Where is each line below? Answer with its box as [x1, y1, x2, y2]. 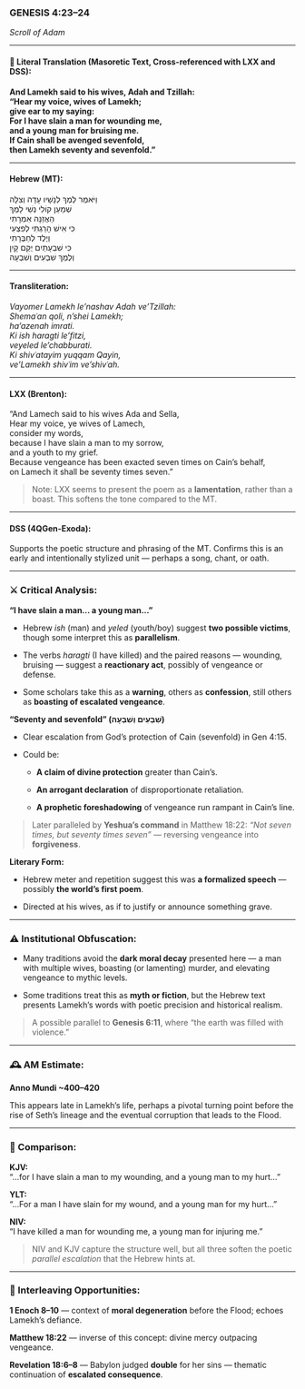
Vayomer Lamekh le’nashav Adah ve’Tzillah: [9, 301, 177, 312]
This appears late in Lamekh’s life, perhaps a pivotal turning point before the [9, 1100, 294, 1111]
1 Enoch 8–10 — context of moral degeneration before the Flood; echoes [9, 1305, 284, 1315]
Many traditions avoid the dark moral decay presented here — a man [22, 952, 281, 964]
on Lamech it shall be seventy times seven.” [9, 466, 174, 478]
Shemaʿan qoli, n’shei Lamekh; [9, 311, 124, 322]
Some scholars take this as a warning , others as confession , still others [22, 686, 292, 697]
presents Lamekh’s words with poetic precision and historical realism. [22, 999, 283, 1010]
